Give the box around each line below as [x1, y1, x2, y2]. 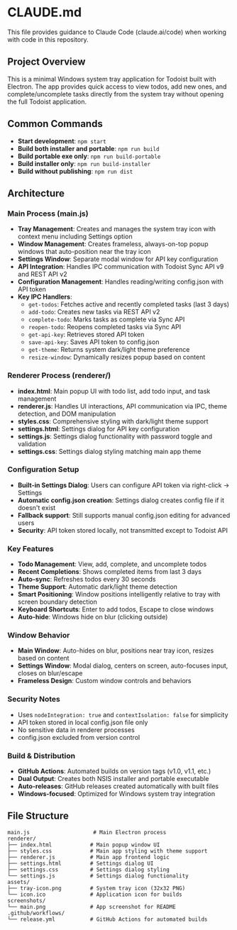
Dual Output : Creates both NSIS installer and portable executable [17, 775, 209, 783]
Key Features [7, 543, 55, 553]
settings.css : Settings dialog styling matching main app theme [17, 447, 202, 455]
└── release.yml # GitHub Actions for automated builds [7, 916, 208, 923]
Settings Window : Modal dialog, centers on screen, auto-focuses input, [17, 661, 228, 670]
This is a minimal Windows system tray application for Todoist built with [7, 74, 216, 83]
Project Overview [7, 56, 86, 68]
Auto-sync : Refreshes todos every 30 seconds [17, 575, 156, 584]
